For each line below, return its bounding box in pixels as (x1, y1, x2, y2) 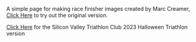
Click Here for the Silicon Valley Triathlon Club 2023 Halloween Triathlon (6, 24, 188, 30)
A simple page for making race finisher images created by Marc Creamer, (6, 5, 191, 12)
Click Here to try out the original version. (6, 12, 108, 19)
